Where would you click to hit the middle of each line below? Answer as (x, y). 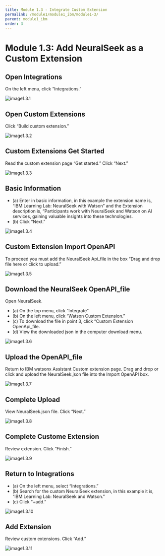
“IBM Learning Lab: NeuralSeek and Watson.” (58, 496)
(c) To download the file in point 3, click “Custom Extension (73, 321)
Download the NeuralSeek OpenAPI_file (68, 289)
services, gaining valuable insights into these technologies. (73, 216)
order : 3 (14, 24)
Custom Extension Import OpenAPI (60, 247)
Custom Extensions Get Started (55, 151)
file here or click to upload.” (33, 264)
